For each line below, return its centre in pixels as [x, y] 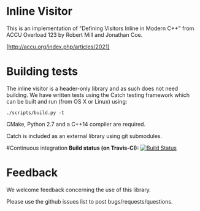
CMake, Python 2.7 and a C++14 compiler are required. [76, 124]
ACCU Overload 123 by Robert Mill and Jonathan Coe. [75, 34]
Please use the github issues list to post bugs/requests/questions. [90, 201]
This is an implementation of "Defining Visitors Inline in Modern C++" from [100, 28]
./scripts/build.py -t [35, 113]
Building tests [42, 71]
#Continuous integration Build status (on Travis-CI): [73, 148]
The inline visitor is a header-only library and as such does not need [92, 88]
